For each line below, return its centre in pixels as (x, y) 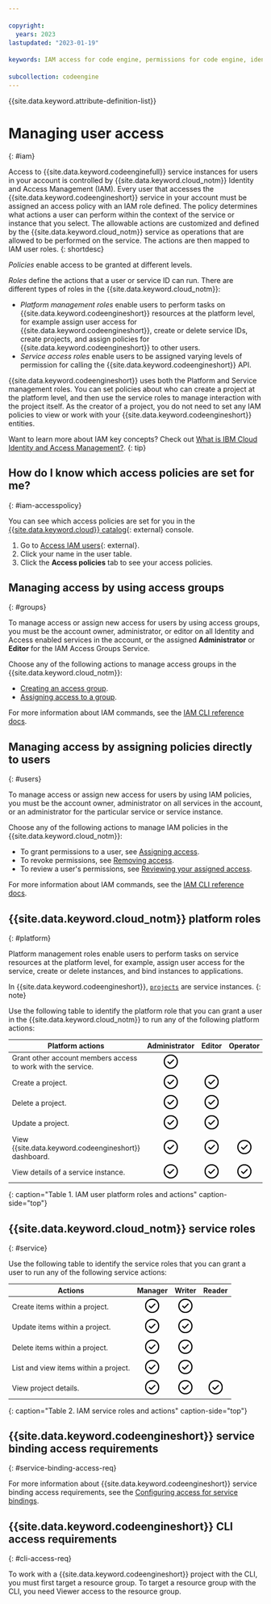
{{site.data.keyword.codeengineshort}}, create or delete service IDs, (134, 330)
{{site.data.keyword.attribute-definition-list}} (83, 100)
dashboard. (31, 1156)
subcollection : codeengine (54, 77)
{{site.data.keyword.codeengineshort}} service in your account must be (128, 197)
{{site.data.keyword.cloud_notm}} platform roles (135, 918)
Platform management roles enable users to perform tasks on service (124, 954)
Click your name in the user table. (76, 553)
